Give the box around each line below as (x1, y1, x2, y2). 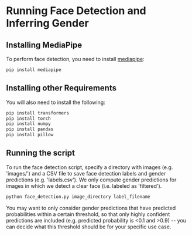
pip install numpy (6, 121, 51, 127)
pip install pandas (6, 126, 54, 133)
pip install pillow (6, 132, 54, 138)
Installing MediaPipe (6, 40, 83, 50)
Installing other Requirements (6, 83, 117, 93)
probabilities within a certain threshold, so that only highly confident (6, 210, 170, 218)
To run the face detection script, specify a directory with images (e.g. (6, 163, 173, 171)
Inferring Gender (6, 16, 89, 30)
